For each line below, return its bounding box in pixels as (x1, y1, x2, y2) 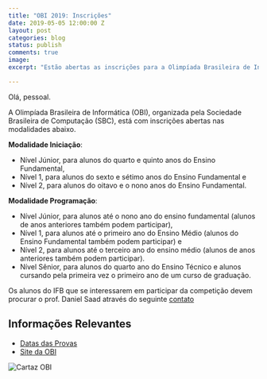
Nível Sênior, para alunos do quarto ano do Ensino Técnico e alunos (19, 261, 242, 271)
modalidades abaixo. (8, 124, 76, 133)
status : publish (8, 41, 62, 49)
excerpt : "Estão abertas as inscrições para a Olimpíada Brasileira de (8, 64, 250, 72)
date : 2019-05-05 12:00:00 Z (8, 19, 105, 27)
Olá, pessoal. (8, 92, 52, 102)
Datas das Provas (19, 338, 78, 348)
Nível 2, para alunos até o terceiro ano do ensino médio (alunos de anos (19, 245, 256, 254)
